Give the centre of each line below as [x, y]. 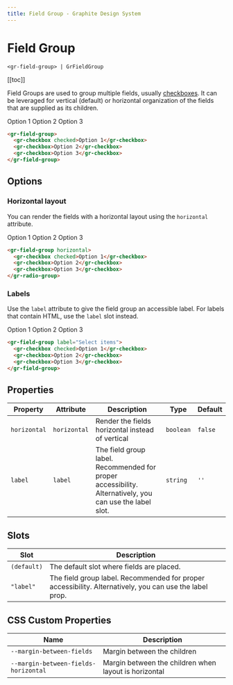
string [176, 480]
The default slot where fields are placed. [115, 567]
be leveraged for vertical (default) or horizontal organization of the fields [111, 100]
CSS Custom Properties [59, 620]
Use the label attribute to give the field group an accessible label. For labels [116, 309]
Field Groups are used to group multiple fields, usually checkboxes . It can [112, 93]
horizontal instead [125, 430]
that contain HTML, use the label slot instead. [73, 316]
